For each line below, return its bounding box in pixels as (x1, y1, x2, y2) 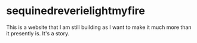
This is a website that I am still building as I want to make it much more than (6, 24, 192, 31)
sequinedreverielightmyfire (6, 4, 145, 18)
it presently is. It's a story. (6, 29, 70, 37)
